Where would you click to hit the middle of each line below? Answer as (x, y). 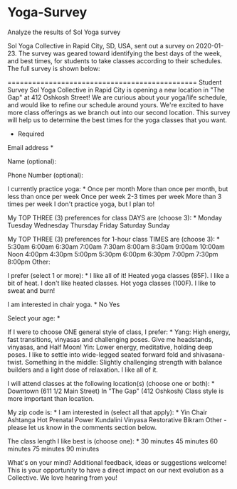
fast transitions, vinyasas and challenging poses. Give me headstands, (110, 339)
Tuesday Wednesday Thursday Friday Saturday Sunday (89, 225)
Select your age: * (34, 318)
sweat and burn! (31, 290)
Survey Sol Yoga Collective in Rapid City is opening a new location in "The (116, 90)
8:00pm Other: (29, 262)
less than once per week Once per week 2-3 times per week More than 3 (115, 196)
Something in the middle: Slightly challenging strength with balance (123, 362)
